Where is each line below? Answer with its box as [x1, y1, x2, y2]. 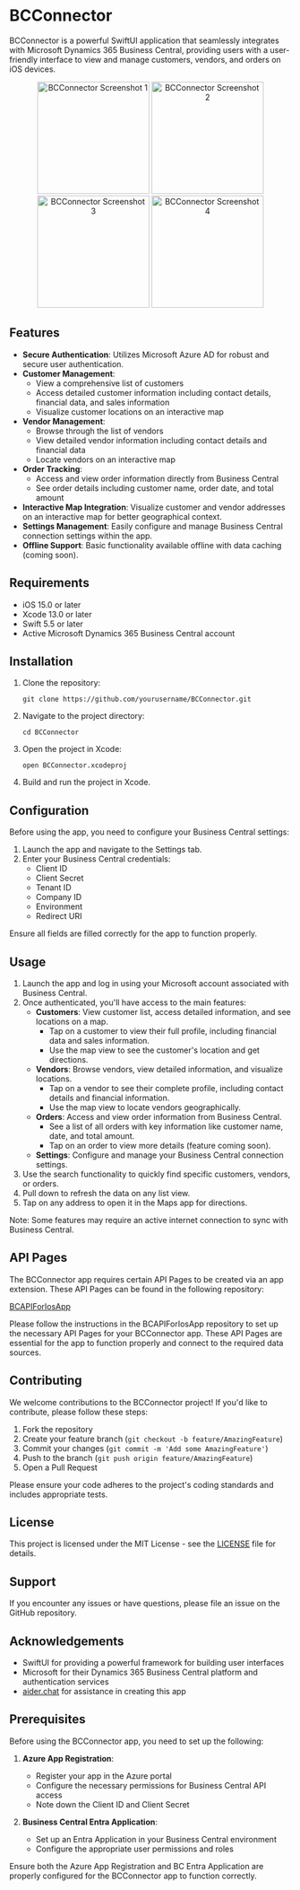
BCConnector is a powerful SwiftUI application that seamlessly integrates [9, 35, 279, 46]
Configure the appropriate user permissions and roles [35, 1843, 235, 1854]
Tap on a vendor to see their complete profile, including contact [48, 1083, 284, 1093]
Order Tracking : [21, 463, 83, 474]
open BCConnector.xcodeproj [21, 761, 127, 770]
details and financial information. [48, 1092, 170, 1103]
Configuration [9, 802, 90, 818]
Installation [9, 653, 73, 669]
